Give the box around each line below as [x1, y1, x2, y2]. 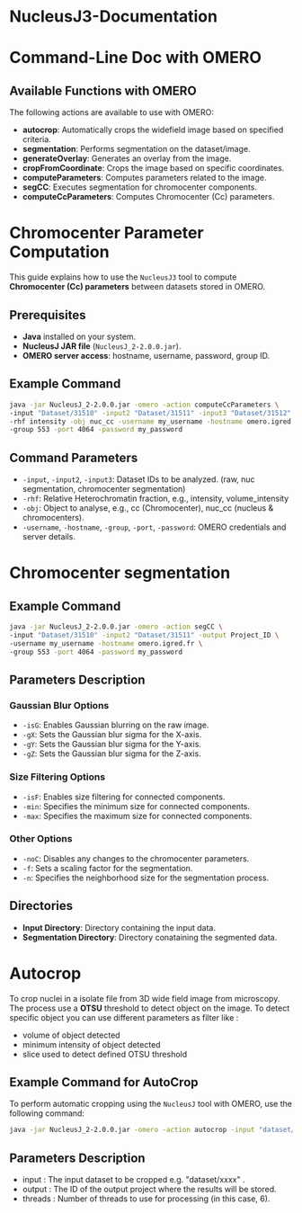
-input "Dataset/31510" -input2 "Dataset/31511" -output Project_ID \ [9, 630, 280, 639]
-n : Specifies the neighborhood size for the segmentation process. [22, 872, 270, 883]
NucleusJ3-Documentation [9, 6, 218, 27]
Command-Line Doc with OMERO [9, 48, 262, 68]
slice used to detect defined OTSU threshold [22, 1048, 188, 1059]
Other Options [9, 833, 73, 845]
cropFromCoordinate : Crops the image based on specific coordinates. [22, 163, 285, 174]
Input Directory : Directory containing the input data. [22, 922, 216, 932]
